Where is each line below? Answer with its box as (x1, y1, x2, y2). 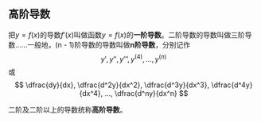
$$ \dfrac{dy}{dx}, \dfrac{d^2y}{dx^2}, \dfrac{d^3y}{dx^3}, (14, 80, 210, 90)
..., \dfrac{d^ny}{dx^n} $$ (104, 89, 189, 98)
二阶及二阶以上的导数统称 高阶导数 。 (8, 105, 127, 115)
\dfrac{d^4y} (210, 80, 253, 90)
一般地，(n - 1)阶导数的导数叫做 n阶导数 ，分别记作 (27, 40, 191, 49)
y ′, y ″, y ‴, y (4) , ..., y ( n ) (100, 52, 167, 63)
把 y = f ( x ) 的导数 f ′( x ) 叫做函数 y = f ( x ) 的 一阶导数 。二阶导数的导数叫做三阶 (8, 30, 245, 40)
